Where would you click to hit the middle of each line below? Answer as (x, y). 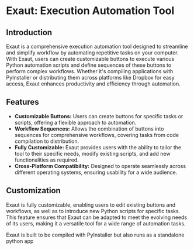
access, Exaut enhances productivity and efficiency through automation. (93, 84)
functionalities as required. (46, 160)
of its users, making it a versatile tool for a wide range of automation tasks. (96, 223)
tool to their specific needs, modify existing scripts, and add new (92, 153)
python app (20, 241)
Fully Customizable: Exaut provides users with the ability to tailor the (98, 147)
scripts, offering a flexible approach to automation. (75, 122)
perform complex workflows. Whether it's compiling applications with (90, 71)
